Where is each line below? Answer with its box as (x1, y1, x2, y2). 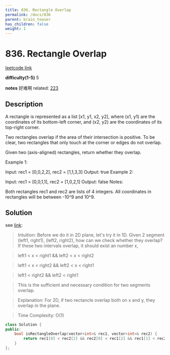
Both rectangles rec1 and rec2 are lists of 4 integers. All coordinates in (5, 188, 152, 194)
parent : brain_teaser (5, 17, 51, 22)
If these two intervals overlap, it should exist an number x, (17, 243, 139, 249)
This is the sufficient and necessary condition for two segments (17, 282, 151, 288)
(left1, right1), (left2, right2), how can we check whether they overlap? (17, 237, 163, 243)
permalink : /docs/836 (5, 12, 51, 17)
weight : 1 (5, 26, 26, 31)
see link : (5, 222, 23, 228)
